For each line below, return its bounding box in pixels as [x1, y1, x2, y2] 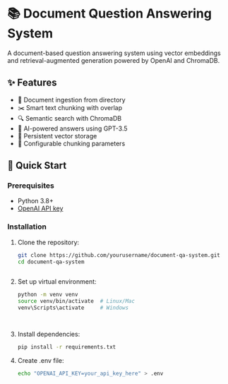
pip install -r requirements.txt [17, 343, 116, 350]
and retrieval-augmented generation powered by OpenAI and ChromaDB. [7, 56, 220, 64]
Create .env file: [17, 356, 64, 364]
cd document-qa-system [17, 258, 85, 265]
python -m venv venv [17, 291, 78, 299]
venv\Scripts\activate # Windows [17, 304, 129, 311]
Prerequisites [7, 181, 54, 191]
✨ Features [7, 77, 57, 89]
